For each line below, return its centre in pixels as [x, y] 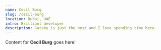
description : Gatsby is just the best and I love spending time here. [81, 28]
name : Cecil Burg [23, 10]
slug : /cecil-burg [24, 14]
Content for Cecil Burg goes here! [40, 42]
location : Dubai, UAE [28, 19]
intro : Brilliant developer [35, 24]
